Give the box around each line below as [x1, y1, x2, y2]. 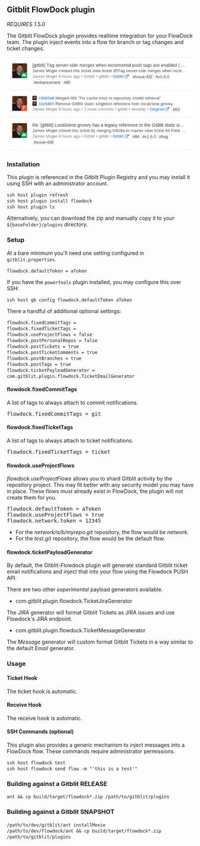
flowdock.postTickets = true [7, 344, 79, 349]
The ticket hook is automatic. [7, 688, 78, 695]
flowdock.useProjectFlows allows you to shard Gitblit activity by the [7, 475, 173, 482]
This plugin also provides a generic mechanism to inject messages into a [7, 741, 185, 749]
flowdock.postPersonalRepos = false [7, 338, 98, 344]
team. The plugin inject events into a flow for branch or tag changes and [7, 38, 184, 45]
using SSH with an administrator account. [7, 180, 109, 187]
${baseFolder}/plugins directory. [7, 221, 88, 228]
